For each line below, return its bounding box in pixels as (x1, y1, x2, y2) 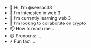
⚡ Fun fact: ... (9, 38, 37, 44)
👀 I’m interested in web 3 (9, 10, 61, 16)
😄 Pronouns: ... (9, 33, 42, 39)
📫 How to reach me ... (9, 26, 56, 31)
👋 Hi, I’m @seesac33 (9, 5, 52, 10)
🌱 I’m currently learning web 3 (9, 15, 71, 21)
